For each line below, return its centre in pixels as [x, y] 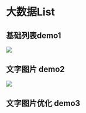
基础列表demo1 [34, 35]
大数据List [31, 12]
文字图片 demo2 [35, 69]
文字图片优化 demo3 [43, 103]
